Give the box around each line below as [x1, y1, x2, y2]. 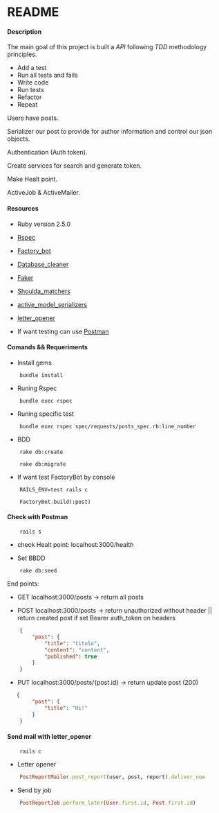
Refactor [17, 93, 42, 101]
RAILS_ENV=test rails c [19, 486, 88, 493]
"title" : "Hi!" [44, 704, 88, 711]
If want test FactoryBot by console [17, 473, 115, 481]
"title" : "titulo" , [44, 640, 100, 647]
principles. [7, 50, 37, 59]
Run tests [17, 86, 45, 94]
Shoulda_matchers [17, 287, 71, 295]
